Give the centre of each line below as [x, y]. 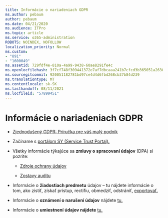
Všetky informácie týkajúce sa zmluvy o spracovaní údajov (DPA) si [83, 151]
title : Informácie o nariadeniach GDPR [47, 10]
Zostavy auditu [35, 176]
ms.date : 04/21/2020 [27, 24]
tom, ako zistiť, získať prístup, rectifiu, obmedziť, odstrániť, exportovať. [85, 191]
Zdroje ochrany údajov [43, 166]
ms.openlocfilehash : [27, 70]
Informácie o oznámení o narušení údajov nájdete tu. [67, 201]
